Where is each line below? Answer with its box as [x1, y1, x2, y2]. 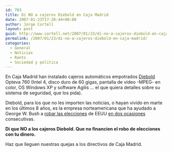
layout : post [5, 27, 33, 32]
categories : [5, 41, 31, 46]
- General [10, 45, 31, 50]
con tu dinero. [5, 131, 36, 138]
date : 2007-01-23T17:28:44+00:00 [5, 17, 77, 22]
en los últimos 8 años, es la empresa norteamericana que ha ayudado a [5, 105, 156, 111]
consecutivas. [5, 116, 35, 122]
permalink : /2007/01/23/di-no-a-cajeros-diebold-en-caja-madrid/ [5, 36, 147, 41]
